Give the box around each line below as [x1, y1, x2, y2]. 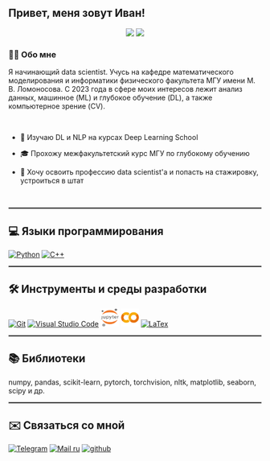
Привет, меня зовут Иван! [8, 6, 146, 20]
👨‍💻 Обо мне [8, 48, 57, 60]
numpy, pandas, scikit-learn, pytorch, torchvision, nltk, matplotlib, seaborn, [8, 377, 257, 387]
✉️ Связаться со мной [8, 418, 125, 432]
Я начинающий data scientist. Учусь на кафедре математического [8, 68, 235, 77]
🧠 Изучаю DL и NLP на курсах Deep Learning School [19, 133, 198, 142]
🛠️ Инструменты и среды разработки [8, 282, 207, 296]
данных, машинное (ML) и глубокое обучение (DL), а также [8, 93, 213, 103]
